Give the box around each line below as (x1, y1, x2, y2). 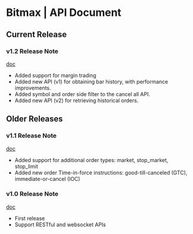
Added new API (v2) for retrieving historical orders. (14, 97, 139, 104)
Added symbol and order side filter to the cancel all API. (14, 90, 151, 97)
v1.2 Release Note (6, 47, 59, 55)
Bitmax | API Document (6, 6, 122, 19)
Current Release (6, 29, 67, 39)
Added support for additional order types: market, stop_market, (14, 156, 169, 163)
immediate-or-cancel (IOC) (14, 175, 81, 182)
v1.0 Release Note (6, 190, 59, 198)
